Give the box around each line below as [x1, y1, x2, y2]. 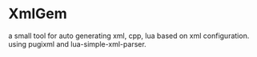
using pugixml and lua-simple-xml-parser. [8, 39, 147, 48]
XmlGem [8, 5, 68, 23]
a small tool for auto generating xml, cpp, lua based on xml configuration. [8, 31, 250, 40]
